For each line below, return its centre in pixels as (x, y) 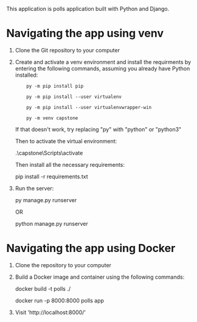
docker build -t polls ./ (43, 289)
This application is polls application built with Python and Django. (88, 9)
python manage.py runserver (51, 223)
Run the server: (34, 188)
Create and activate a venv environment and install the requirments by (103, 62)
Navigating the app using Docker (91, 248)
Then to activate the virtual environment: (66, 141)
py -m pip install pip (55, 86)
